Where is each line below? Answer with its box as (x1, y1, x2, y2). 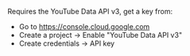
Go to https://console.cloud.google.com (18, 22, 150, 31)
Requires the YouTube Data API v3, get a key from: (7, 7, 173, 16)
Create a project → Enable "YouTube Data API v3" (18, 31, 183, 39)
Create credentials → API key (18, 39, 115, 48)
